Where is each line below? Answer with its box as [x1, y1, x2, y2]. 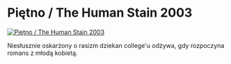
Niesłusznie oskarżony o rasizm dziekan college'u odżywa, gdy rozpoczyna [7, 41, 225, 49]
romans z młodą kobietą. [7, 49, 78, 57]
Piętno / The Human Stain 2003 [7, 5, 193, 21]
